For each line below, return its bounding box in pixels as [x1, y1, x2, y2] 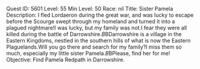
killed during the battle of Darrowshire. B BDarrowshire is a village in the [6, 31, 182, 38]
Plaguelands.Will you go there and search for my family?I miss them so [6, 43, 182, 50]
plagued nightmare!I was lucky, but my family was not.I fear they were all [6, 24, 187, 31]
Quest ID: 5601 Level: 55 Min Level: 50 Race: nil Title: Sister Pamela [6, 5, 173, 12]
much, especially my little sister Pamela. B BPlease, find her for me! [6, 50, 170, 56]
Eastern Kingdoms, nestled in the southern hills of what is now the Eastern [6, 37, 191, 44]
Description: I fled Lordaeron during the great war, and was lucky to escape [6, 11, 194, 19]
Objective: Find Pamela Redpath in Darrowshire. [6, 56, 125, 63]
